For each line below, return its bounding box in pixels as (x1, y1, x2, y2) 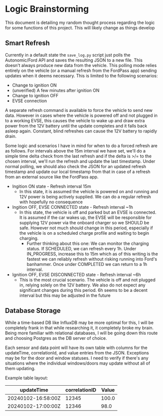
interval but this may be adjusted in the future (19, 292, 111, 298)
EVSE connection (12, 98, 47, 104)
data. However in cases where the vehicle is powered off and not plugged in (5, 112, 158, 118)
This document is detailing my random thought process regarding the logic (5, 20, 155, 25)
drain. (5, 133, 17, 139)
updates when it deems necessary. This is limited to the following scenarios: (5, 72, 158, 79)
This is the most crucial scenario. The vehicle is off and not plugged (19, 277, 156, 283)
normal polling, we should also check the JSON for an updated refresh (5, 163, 146, 169)
